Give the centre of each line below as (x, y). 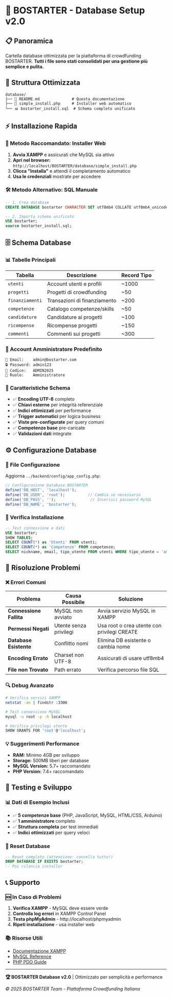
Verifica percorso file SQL (128, 670)
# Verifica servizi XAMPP (33, 698)
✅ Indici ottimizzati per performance (52, 411)
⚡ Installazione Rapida (41, 126)
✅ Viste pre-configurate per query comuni (58, 422)
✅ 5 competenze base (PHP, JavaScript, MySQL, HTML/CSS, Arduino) (87, 815)
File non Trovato (28, 670)
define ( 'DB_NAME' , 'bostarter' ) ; (41, 504)
